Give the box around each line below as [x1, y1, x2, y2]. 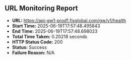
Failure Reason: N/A [12, 49, 55, 55]
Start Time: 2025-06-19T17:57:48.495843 [12, 23, 100, 29]
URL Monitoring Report [5, 4, 79, 13]
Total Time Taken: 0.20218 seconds [12, 33, 88, 39]
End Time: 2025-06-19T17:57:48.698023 [12, 28, 98, 34]
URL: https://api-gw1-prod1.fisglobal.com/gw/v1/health [12, 17, 126, 23]
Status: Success [12, 44, 47, 50]
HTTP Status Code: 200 [12, 39, 63, 45]
